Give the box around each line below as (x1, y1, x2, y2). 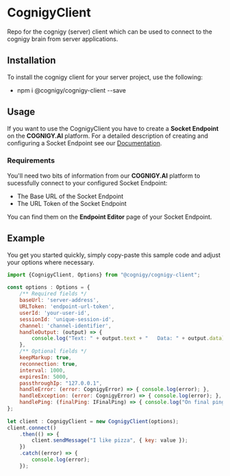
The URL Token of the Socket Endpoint (16, 199, 127, 207)
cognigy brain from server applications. (7, 34, 118, 43)
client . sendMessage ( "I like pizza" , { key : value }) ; (31, 437, 188, 444)
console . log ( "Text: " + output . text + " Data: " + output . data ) (31, 335, 225, 342)
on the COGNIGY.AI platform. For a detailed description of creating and (7, 132, 209, 140)
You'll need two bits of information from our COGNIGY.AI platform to (7, 171, 201, 180)
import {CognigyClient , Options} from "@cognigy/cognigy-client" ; (7, 271, 201, 278)
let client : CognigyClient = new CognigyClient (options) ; (7, 418, 179, 425)
